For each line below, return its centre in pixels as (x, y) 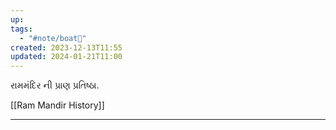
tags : (21, 29)
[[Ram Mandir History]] (57, 105)
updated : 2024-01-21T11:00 (66, 57)
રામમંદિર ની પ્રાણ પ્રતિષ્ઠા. (55, 85)
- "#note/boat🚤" (53, 38)
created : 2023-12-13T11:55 (66, 47)
